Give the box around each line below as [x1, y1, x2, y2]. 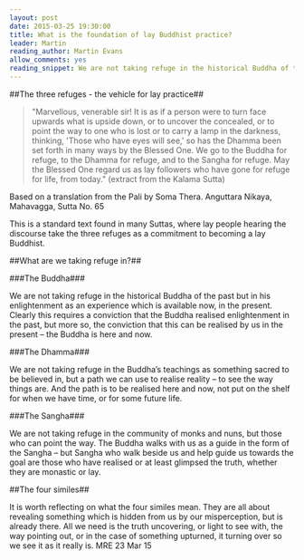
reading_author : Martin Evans [9, 47, 124, 56]
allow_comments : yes [9, 55, 88, 64]
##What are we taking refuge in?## [9, 255, 142, 266]
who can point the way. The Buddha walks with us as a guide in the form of [9, 437, 290, 449]
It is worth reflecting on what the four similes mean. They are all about [9, 501, 271, 512]
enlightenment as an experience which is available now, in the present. [9, 300, 273, 311]
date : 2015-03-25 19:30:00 [9, 22, 111, 31]
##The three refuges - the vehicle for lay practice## [9, 88, 204, 100]
